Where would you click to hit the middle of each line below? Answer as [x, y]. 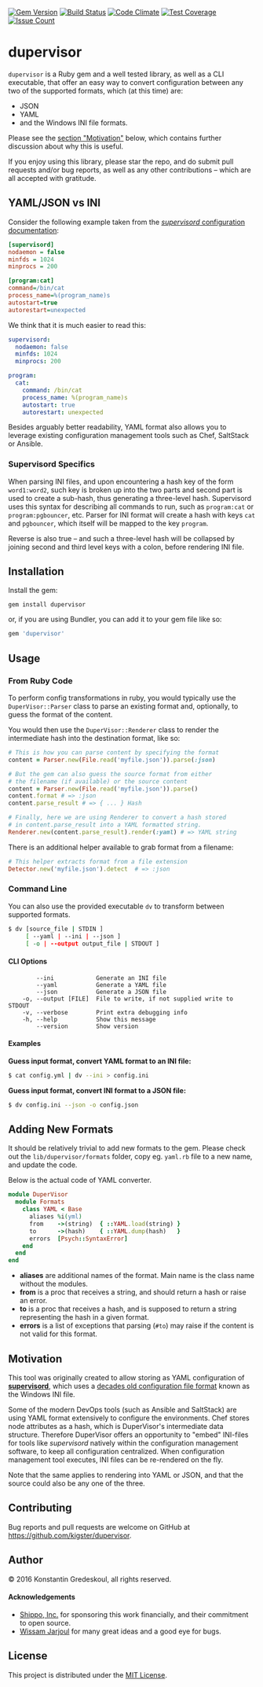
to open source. [45, 1623]
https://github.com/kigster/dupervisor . [70, 1535]
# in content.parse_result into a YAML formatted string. [105, 825]
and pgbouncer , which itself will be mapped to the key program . [108, 523]
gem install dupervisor [47, 605]
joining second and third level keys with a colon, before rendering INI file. [126, 547]
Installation [36, 571]
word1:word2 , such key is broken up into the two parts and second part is [126, 490]
